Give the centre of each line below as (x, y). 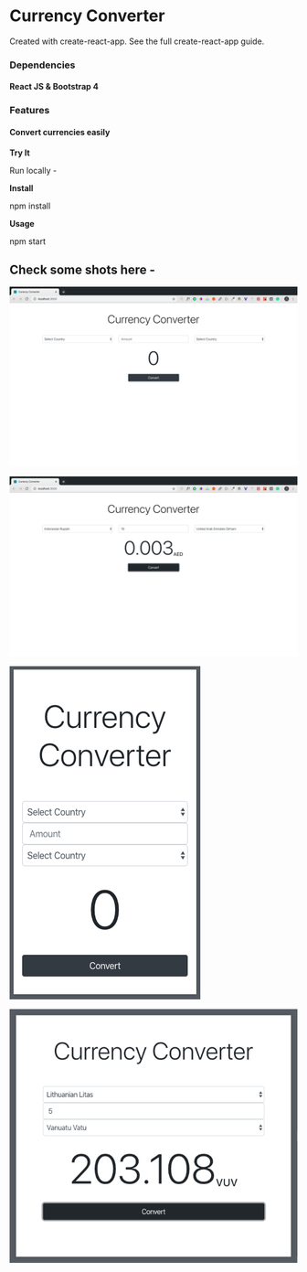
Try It (20, 153)
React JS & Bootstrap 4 (54, 87)
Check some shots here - (82, 269)
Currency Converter (87, 16)
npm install (30, 206)
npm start (28, 241)
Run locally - (33, 170)
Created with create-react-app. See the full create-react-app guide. (137, 41)
